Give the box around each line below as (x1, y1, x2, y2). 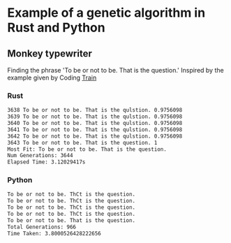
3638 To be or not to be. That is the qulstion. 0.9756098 (7, 107, 183, 114)
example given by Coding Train (7, 73, 97, 82)
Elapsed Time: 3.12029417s (7, 159, 86, 165)
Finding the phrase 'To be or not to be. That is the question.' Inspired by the (7, 66, 225, 74)
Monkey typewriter (7, 47, 92, 59)
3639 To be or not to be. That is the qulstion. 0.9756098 (7, 113, 183, 120)
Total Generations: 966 (7, 223, 77, 230)
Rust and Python (7, 20, 106, 36)
